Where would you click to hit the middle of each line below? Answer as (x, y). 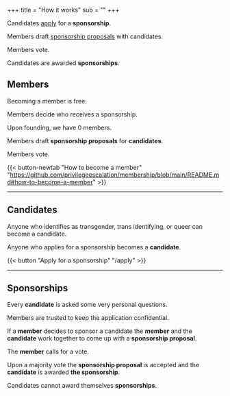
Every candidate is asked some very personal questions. (87, 305)
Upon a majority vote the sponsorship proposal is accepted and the (103, 365)
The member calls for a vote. (48, 351)
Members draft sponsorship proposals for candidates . (85, 140)
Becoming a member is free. (47, 101)
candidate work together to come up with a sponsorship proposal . (102, 338)
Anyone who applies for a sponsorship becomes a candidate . (94, 247)
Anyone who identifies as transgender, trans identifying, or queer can (105, 226)
